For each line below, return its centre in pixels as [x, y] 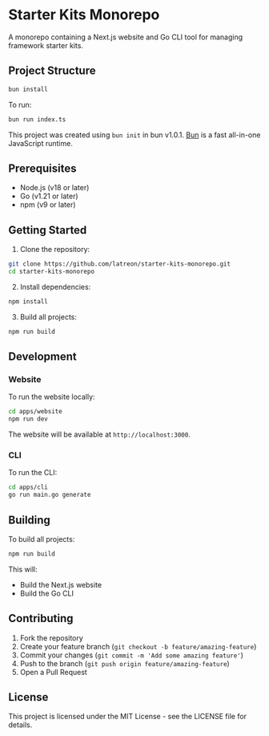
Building [29, 520]
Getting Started [48, 230]
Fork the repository [52, 638]
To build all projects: [42, 539]
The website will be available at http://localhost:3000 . [99, 434]
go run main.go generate [50, 495]
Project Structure [52, 71]
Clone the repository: [55, 250]
